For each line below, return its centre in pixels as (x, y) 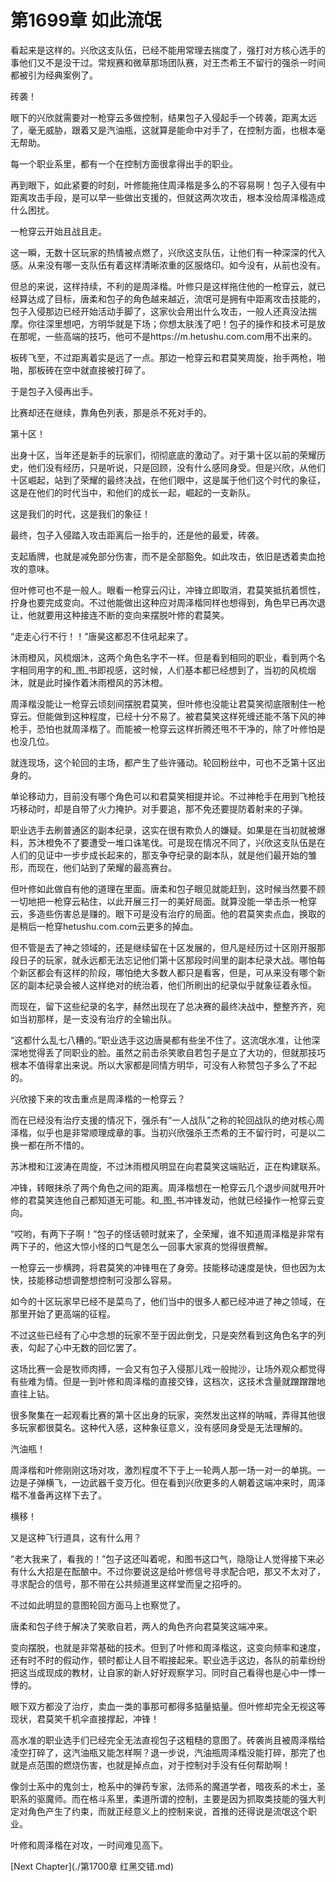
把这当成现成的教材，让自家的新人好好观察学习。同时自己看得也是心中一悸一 (168, 1672)
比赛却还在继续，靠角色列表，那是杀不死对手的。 (111, 412)
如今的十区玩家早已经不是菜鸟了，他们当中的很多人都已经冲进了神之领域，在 (168, 1301)
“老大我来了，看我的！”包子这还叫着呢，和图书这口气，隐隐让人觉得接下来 (163, 1558)
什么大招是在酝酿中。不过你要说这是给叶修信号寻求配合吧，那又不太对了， (172, 1571)
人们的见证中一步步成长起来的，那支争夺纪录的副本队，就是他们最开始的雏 (163, 855)
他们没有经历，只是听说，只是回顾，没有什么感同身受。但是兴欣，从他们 (176, 467)
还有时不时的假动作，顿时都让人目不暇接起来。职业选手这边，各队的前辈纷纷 (168, 1660)
